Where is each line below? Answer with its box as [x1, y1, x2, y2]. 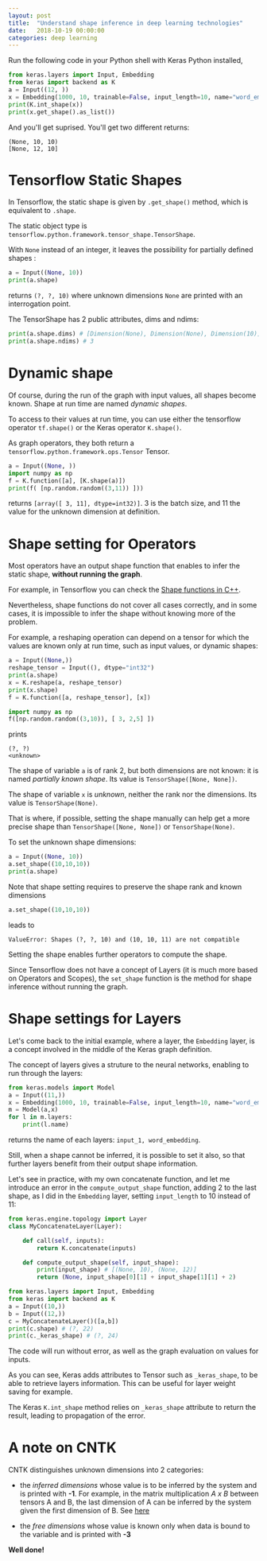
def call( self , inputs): [22, 1237, 105, 1245]
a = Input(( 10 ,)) [8, 1302, 66, 1311]
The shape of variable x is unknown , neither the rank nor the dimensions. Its [8, 790, 257, 799]
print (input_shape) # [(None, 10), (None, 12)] [37, 1266, 197, 1274]
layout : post [8, 11, 52, 20]
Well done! [8, 1545, 45, 1555]
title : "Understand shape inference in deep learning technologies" [8, 19, 244, 27]
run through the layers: [8, 1068, 83, 1078]
